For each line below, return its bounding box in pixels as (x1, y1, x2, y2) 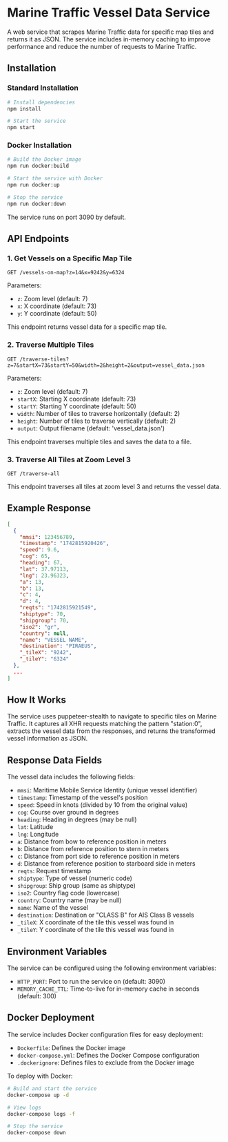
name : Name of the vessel (17, 904, 88, 912)
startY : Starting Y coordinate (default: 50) (17, 402, 136, 410)
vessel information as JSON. (7, 734, 88, 743)
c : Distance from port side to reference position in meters (17, 852, 180, 861)
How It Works (7, 694, 67, 706)
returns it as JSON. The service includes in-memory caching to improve (7, 35, 211, 43)
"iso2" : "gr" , (19, 623, 60, 630)
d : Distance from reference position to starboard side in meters (17, 859, 196, 868)
